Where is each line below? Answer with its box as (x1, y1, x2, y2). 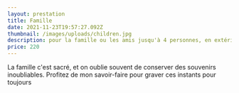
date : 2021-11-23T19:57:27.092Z (7, 23, 103, 31)
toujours (7, 78, 32, 86)
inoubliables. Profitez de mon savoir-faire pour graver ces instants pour (7, 70, 217, 79)
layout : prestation (7, 10, 65, 18)
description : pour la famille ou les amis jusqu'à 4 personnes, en (7, 37, 212, 44)
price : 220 (7, 43, 40, 50)
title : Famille (7, 17, 53, 24)
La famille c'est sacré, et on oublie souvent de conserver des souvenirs (7, 63, 216, 71)
